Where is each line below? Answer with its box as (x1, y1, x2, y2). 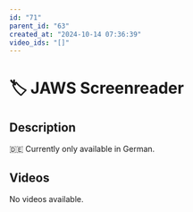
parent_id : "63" (9, 21, 70, 30)
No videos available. (9, 194, 84, 205)
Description (9, 120, 76, 135)
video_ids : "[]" (9, 38, 70, 47)
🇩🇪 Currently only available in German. (9, 144, 155, 155)
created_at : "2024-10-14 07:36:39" (9, 30, 142, 38)
